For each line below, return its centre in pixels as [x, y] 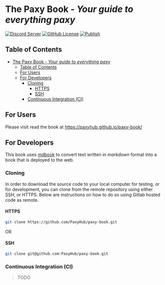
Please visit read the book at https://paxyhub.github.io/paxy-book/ [74, 127]
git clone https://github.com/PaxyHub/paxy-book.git [61, 222]
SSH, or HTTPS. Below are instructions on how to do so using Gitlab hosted [83, 195]
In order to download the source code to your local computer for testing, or [82, 184]
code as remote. [22, 200]
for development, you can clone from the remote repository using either [79, 189]
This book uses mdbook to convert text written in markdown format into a [81, 155]
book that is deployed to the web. [39, 160]
